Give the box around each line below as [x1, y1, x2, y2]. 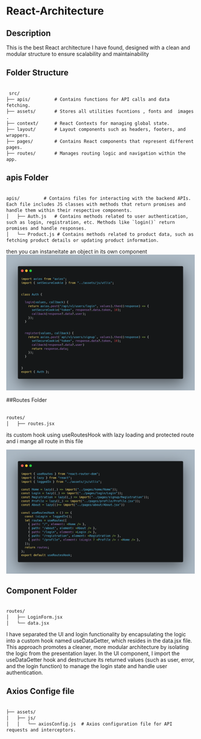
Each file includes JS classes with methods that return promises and [6, 201, 186, 208]
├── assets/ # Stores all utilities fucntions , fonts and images [6, 108, 194, 115]
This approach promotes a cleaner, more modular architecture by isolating [6, 643, 189, 650]
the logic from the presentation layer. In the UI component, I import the [6, 650, 180, 657]
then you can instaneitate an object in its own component [6, 248, 148, 255]
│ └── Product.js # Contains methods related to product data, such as [6, 231, 194, 238]
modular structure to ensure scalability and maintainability [6, 50, 150, 58]
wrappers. [6, 132, 31, 139]
